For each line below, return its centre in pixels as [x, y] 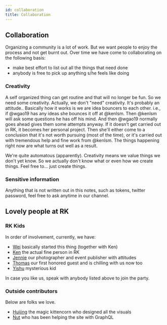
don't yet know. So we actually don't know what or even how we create [79, 161]
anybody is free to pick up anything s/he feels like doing [71, 73]
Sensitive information [32, 179]
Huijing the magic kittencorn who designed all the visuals [72, 312]
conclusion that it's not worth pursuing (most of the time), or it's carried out [84, 135]
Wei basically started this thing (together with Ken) [65, 247]
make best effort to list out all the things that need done [70, 68]
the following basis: [25, 58]
